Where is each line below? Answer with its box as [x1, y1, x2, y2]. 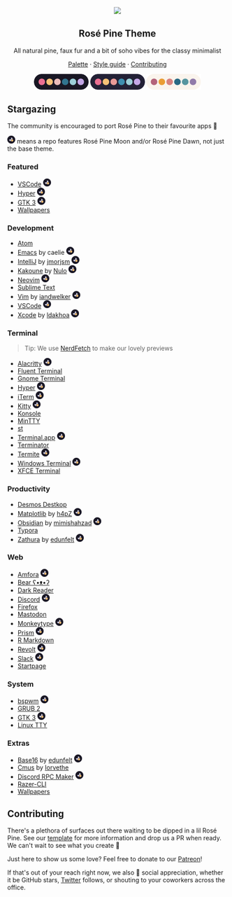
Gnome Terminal [17, 375, 66, 383]
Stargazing [7, 103, 57, 115]
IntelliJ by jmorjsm [17, 257, 71, 265]
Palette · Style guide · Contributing [68, 60, 167, 68]
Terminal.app [17, 433, 56, 442]
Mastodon [17, 610, 47, 618]
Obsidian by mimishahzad [17, 518, 92, 527]
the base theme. [7, 144, 55, 153]
